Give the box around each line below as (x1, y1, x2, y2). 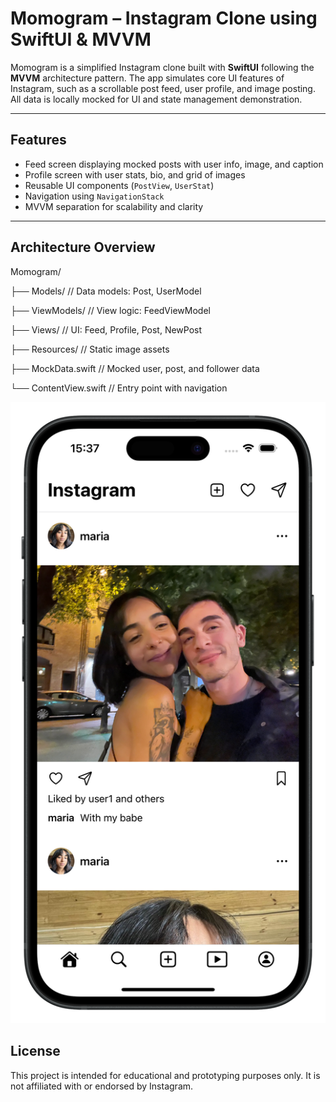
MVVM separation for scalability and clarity (24, 200, 204, 212)
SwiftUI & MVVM (10, 28, 152, 51)
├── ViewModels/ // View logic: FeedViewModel (10, 304, 211, 316)
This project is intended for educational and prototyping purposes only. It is (10, 1069, 321, 1081)
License (10, 1043, 61, 1060)
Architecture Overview (10, 239, 156, 256)
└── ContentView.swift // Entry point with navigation (10, 382, 228, 394)
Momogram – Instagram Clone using (10, 7, 318, 30)
